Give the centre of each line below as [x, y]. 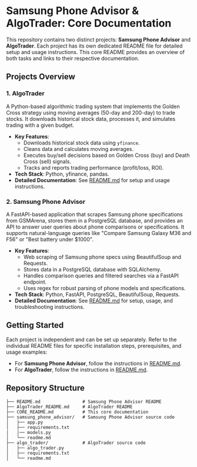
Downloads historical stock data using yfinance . [81, 143]
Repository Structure [46, 388]
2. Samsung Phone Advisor [46, 201]
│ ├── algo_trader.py [35, 448]
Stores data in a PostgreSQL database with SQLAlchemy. [92, 269]
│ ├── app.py [25, 422]
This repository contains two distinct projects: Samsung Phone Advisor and [98, 39]
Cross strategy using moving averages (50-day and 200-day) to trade [91, 112]
